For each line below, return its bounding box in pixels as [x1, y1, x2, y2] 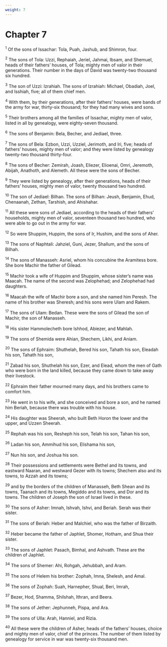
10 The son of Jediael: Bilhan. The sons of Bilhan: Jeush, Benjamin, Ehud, [5, 193, 155, 200]
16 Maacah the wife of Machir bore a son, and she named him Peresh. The [5, 293, 157, 300]
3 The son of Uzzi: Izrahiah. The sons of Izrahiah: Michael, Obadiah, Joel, [5, 82, 156, 89]
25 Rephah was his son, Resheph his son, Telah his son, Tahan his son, [5, 430, 151, 437]
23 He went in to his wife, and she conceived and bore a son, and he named [5, 398, 161, 405]
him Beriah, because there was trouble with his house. [5, 404, 117, 410]
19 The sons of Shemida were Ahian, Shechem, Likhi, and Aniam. [5, 335, 138, 342]
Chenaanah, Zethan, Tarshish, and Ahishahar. [5, 199, 99, 205]
